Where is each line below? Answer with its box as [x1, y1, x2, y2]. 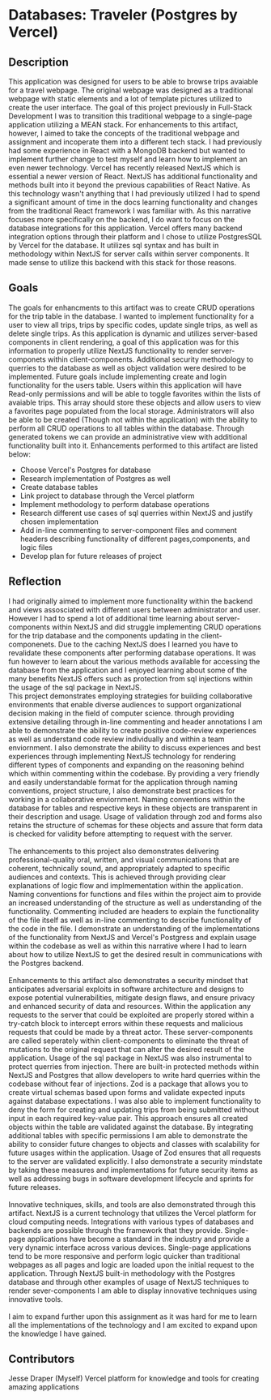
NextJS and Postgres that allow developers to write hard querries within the [8, 1070, 260, 1080]
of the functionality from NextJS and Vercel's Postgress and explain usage [8, 932, 257, 942]
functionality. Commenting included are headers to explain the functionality [8, 906, 260, 916]
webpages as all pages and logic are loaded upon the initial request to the [8, 1260, 255, 1269]
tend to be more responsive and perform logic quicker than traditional [8, 1251, 240, 1260]
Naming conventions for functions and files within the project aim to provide [8, 889, 261, 899]
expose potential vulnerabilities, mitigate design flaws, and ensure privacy [8, 992, 255, 1003]
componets [8, 354, 46, 364]
